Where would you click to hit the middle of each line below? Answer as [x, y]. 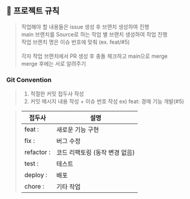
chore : [34, 186]
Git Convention [29, 80]
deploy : [36, 175]
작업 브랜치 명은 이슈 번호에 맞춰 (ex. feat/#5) [76, 42]
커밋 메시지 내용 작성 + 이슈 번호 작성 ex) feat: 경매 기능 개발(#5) [107, 102]
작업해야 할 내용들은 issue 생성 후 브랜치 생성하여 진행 [85, 27]
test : [31, 164]
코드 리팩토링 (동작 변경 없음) [96, 153]
